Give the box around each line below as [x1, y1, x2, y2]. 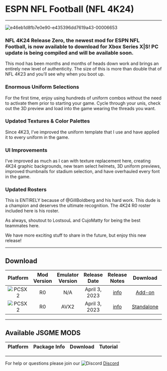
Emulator [57, 271, 79, 278]
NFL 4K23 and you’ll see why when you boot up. [5, 71, 105, 77]
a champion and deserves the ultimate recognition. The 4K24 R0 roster [5, 202, 151, 209]
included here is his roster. [5, 208, 60, 214]
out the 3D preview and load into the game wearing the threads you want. [5, 105, 156, 111]
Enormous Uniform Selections [5, 83, 80, 90]
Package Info [33, 343, 66, 350]
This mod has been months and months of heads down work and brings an [5, 61, 159, 66]
